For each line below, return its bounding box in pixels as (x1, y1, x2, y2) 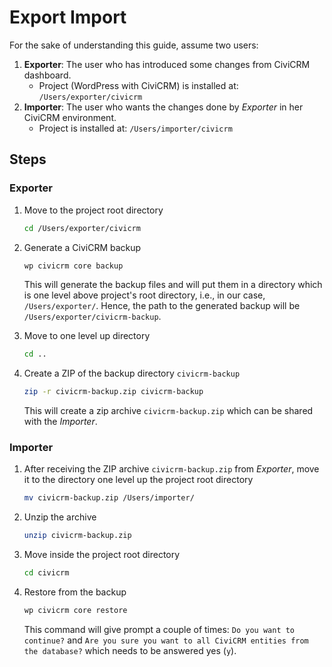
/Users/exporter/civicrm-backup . (23, 311, 162, 323)
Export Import (9, 6, 127, 29)
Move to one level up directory (23, 330, 151, 342)
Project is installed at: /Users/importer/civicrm (38, 122, 233, 134)
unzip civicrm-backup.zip (23, 531, 132, 541)
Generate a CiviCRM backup (23, 241, 142, 253)
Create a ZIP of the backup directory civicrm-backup (23, 367, 241, 380)
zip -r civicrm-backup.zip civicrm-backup (23, 387, 204, 397)
